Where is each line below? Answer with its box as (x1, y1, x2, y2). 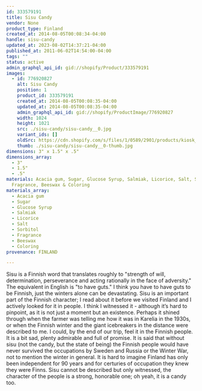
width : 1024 (17, 115, 47, 121)
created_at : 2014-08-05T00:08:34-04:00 (6, 31, 106, 37)
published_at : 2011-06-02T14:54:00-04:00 (6, 48, 112, 54)
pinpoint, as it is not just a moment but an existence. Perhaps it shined (6, 309, 180, 316)
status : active (6, 59, 44, 65)
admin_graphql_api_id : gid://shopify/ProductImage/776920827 (17, 109, 173, 115)
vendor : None (6, 20, 39, 26)
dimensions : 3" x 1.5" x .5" (6, 148, 79, 154)
